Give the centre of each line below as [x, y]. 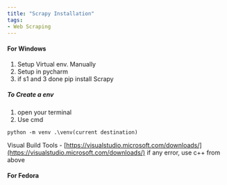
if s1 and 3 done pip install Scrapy [65, 79]
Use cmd [30, 119]
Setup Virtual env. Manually [56, 64]
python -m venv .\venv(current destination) [73, 132]
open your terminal [44, 112]
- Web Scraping [29, 26]
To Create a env [31, 95]
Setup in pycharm [42, 71]
